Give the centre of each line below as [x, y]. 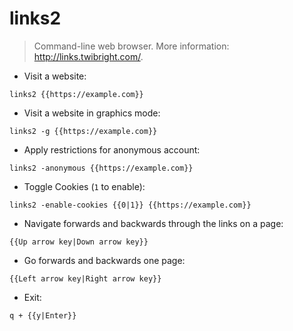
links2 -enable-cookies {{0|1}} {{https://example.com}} [130, 205]
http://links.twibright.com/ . [88, 56]
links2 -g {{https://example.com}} [83, 131]
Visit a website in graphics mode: [92, 113]
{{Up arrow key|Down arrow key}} [79, 242]
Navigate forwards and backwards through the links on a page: [153, 223]
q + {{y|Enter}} [43, 315]
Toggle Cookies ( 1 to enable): [84, 186]
